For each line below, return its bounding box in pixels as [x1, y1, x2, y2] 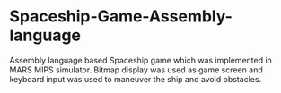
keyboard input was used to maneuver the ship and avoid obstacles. [9, 73, 262, 84]
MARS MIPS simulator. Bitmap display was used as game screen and [9, 64, 263, 75]
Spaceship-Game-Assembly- [9, 6, 233, 27]
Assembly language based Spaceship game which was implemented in [9, 55, 272, 65]
